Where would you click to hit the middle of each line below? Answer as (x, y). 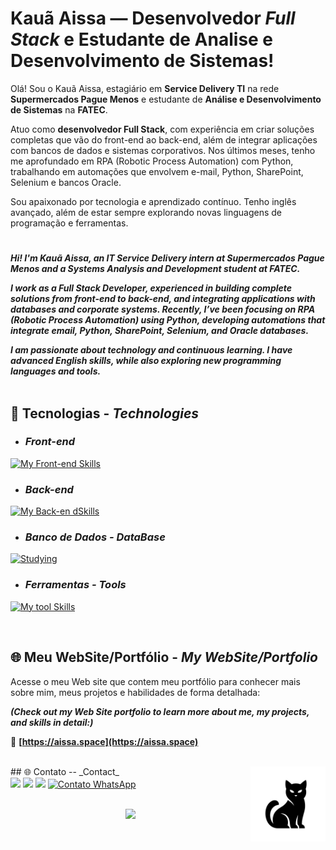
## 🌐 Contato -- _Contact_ (65, 771)
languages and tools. (56, 371)
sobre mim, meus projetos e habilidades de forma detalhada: (135, 692)
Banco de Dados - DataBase (95, 537)
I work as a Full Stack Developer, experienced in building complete (151, 288)
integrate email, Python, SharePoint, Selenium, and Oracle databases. (160, 331)
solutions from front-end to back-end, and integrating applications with (163, 299)
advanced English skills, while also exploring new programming (146, 361)
